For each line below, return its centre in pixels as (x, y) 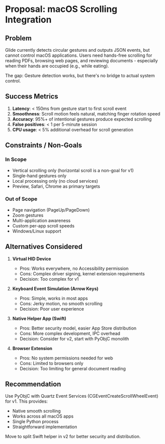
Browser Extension (32, 348)
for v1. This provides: (27, 401)
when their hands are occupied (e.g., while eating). (57, 66)
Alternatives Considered (44, 247)
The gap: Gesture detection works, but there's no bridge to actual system (80, 75)
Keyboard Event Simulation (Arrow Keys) (55, 288)
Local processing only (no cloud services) (55, 181)
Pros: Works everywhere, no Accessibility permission (74, 268)
